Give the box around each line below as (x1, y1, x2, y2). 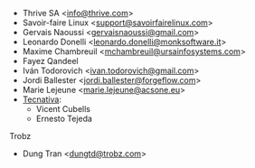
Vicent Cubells (35, 104, 91, 114)
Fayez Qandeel (22, 56, 79, 66)
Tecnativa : (22, 94, 61, 105)
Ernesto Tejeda (35, 113, 93, 124)
